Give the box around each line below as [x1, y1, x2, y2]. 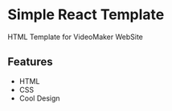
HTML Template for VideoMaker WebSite [7, 32, 144, 42]
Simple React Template [7, 6, 165, 24]
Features [7, 55, 53, 69]
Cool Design [18, 93, 61, 103]
